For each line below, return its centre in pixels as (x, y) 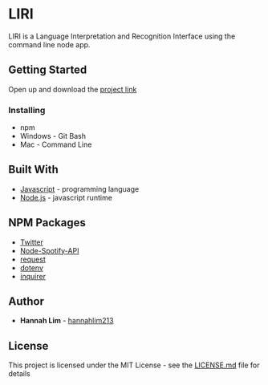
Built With (33, 170)
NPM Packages (47, 223)
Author (26, 302)
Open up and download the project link (73, 89)
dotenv (32, 267)
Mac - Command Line (56, 144)
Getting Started (48, 70)
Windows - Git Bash (53, 136)
